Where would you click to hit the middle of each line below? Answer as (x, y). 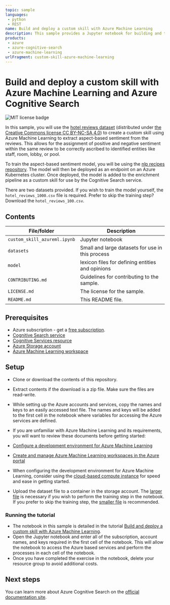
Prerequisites (27, 318)
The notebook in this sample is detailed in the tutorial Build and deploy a (88, 526)
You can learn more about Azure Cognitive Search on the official (72, 592)
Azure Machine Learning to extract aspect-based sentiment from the (77, 138)
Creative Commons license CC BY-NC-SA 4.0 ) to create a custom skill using (85, 133)
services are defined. (35, 420)
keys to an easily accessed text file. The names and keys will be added (86, 410)
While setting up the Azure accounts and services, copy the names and (87, 404)
